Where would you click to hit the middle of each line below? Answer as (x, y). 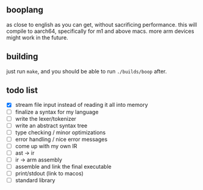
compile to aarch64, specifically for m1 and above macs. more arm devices (100, 31)
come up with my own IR (46, 146)
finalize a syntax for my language (57, 112)
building (22, 57)
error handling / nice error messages (61, 139)
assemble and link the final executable (63, 167)
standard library (35, 180)
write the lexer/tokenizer (46, 118)
